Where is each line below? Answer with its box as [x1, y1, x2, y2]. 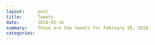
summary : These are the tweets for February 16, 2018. [6, 25, 151, 31]
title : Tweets [6, 14, 54, 20]
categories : [6, 30, 35, 36]
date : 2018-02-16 [6, 19, 65, 25]
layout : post [6, 8, 49, 15]
